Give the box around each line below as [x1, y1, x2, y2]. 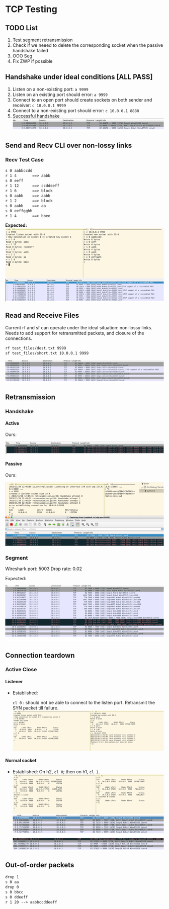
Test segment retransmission [12, 37, 73, 43]
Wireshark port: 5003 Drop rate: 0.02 [5, 566, 82, 572]
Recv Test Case [5, 156, 44, 163]
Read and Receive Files [5, 311, 79, 320]
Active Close [5, 666, 37, 673]
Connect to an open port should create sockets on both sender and [12, 97, 152, 103]
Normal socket [5, 758, 37, 764]
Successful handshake [12, 113, 60, 119]
